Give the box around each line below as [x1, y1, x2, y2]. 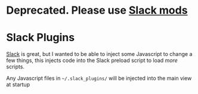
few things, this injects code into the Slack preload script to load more [6, 57, 178, 64]
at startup [6, 81, 30, 88]
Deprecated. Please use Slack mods [6, 4, 188, 17]
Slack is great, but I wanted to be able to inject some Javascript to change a [6, 51, 193, 58]
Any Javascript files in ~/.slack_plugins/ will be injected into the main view [6, 75, 192, 82]
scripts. [6, 63, 25, 70]
